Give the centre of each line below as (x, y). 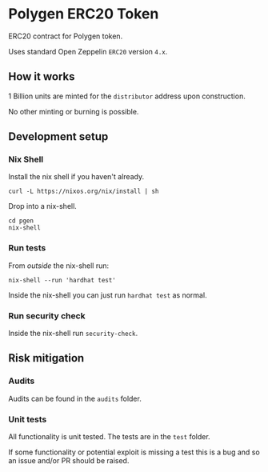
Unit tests (28, 419)
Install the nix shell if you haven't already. (76, 177)
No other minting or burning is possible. (74, 111)
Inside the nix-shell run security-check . (73, 334)
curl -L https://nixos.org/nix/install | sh (84, 192)
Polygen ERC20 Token (84, 14)
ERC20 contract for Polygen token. (66, 36)
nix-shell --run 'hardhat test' (62, 280)
